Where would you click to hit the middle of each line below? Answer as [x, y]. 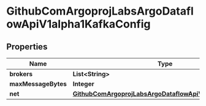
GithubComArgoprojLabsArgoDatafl [100, 11]
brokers [21, 74]
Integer [83, 84]
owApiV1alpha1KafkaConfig [78, 24]
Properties [27, 47]
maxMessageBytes [38, 84]
